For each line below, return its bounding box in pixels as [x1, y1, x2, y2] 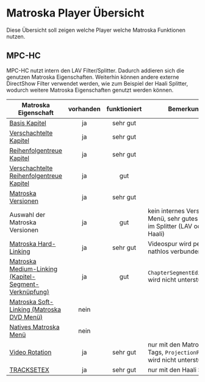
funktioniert [106, 105, 142, 113]
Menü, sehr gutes [147, 214, 198, 222]
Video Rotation [9, 348, 52, 356]
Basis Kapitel [9, 119, 47, 127]
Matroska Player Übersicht [6, 6, 145, 20]
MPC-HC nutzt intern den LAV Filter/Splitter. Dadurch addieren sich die [6, 67, 185, 74]
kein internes [147, 207, 185, 215]
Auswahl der [9, 210, 46, 219]
